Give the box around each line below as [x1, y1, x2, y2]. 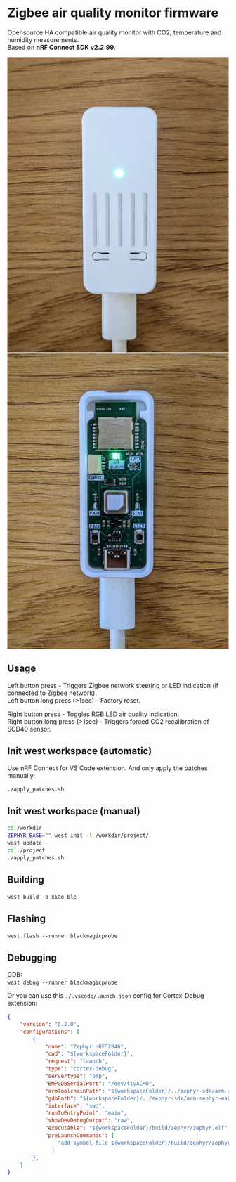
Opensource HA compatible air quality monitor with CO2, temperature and [7, 28, 222, 37]
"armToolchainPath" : [44, 1087, 105, 1094]
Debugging [7, 952, 58, 963]
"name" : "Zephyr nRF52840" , [44, 1043, 128, 1050]
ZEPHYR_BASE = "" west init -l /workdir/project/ [7, 832, 150, 839]
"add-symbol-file [57, 1139, 109, 1146]
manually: [7, 771, 36, 779]
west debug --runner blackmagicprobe [7, 979, 118, 987]
